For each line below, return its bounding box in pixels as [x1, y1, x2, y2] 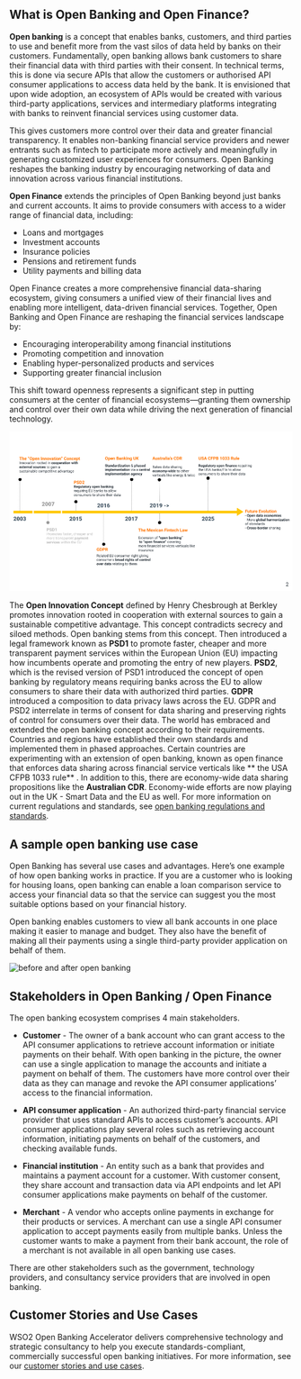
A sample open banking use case [9, 837, 199, 852]
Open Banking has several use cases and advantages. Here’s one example [9, 860, 285, 872]
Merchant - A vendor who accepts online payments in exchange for [22, 1206, 274, 1217]
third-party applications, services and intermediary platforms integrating [9, 98, 277, 109]
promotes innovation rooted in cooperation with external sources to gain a [9, 610, 283, 621]
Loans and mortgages [22, 227, 104, 238]
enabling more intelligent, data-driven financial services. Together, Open [9, 302, 278, 313]
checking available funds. [22, 1143, 118, 1154]
